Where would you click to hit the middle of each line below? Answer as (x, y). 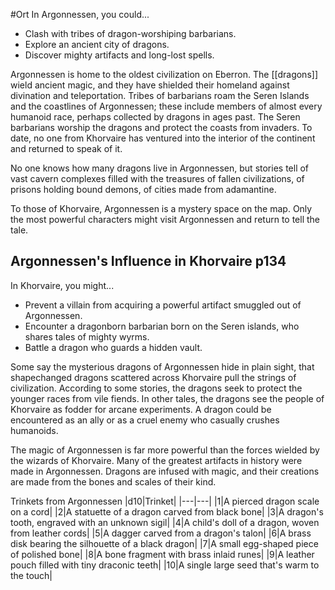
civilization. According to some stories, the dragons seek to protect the (156, 388)
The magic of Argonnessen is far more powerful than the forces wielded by (165, 450)
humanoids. (34, 430)
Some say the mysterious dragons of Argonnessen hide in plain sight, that (162, 366)
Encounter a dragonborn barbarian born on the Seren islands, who (162, 326)
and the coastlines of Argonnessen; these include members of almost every (166, 106)
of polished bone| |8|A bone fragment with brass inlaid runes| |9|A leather (162, 554)
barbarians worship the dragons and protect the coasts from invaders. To (161, 127)
